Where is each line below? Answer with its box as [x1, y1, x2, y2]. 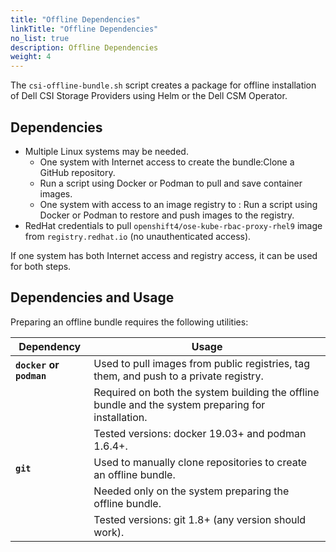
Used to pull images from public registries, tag [93, 356, 310, 370]
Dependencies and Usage [10, 289, 175, 306]
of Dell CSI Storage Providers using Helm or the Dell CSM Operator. [10, 90, 288, 102]
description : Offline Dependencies [10, 42, 159, 53]
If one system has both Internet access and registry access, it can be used [10, 249, 318, 261]
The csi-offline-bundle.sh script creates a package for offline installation [10, 79, 317, 91]
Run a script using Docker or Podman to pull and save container [39, 177, 303, 189]
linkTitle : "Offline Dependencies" [10, 24, 159, 34]
